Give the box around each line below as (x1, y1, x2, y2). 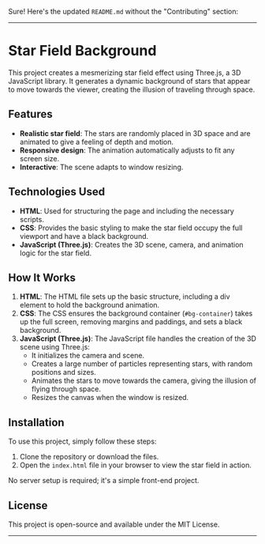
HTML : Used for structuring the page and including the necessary (19, 206, 234, 216)
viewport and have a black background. (19, 231, 149, 240)
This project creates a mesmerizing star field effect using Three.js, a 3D (8, 67, 241, 77)
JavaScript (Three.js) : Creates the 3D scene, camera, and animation (19, 240, 244, 249)
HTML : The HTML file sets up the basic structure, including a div (19, 292, 230, 301)
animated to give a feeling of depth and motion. (19, 137, 174, 146)
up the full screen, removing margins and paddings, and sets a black (19, 317, 243, 327)
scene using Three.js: (19, 342, 91, 352)
